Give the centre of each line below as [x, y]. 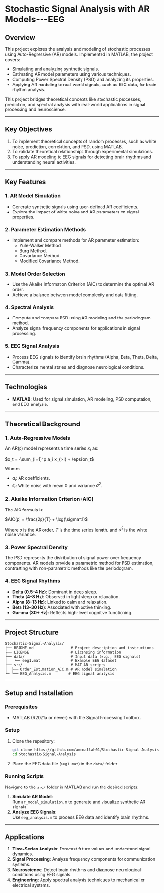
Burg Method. [33, 251]
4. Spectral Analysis [30, 307]
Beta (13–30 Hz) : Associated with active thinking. [61, 607]
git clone [22, 750]
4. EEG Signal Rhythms [32, 581]
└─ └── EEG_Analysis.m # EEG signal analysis [60, 673]
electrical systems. [31, 885]
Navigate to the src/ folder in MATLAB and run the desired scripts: [72, 787]
